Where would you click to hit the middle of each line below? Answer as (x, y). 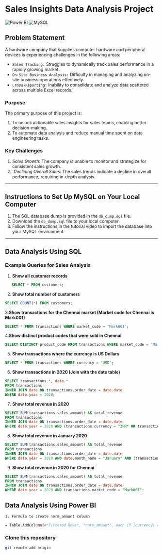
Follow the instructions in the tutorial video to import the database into (82, 226)
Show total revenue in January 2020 (49, 436)
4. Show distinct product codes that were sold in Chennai (63, 336)
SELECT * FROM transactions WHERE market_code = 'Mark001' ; (67, 326)
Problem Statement (35, 38)
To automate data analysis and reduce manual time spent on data (77, 133)
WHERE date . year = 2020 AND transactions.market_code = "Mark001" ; (75, 490)
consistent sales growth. (37, 166)
